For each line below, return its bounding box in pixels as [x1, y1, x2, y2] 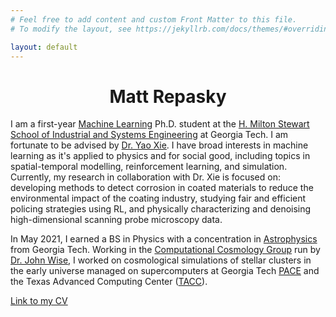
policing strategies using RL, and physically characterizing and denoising [10, 203, 312, 215]
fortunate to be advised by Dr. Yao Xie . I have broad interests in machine [10, 139, 309, 151]
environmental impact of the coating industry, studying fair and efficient [10, 192, 307, 205]
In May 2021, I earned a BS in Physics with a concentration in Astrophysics [10, 233, 318, 245]
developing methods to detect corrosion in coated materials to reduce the [10, 182, 314, 194]
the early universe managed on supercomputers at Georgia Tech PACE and [10, 265, 320, 277]
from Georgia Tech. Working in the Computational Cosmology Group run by [10, 244, 321, 256]
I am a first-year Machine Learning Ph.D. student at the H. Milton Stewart [10, 118, 310, 130]
